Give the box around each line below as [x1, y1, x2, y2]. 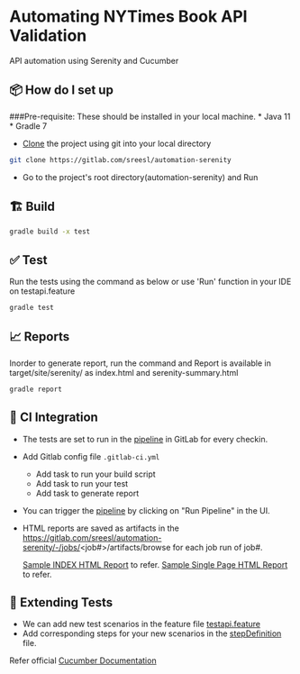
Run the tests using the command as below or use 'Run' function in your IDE [9, 277, 292, 287]
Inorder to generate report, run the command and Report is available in [9, 358, 272, 369]
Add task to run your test [35, 478, 129, 488]
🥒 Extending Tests [9, 595, 114, 610]
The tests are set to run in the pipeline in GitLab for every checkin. [22, 433, 268, 444]
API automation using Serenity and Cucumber [9, 55, 179, 66]
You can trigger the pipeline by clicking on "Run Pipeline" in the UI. [22, 505, 270, 515]
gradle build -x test [9, 227, 91, 236]
